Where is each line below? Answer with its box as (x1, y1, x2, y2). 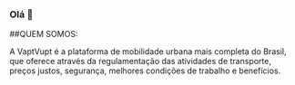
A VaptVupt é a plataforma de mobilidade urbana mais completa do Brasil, (9, 46, 287, 57)
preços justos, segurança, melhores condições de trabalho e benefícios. (9, 65, 281, 76)
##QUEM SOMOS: (9, 29, 78, 40)
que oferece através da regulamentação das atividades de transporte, (9, 56, 271, 67)
